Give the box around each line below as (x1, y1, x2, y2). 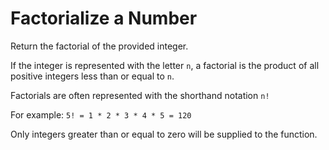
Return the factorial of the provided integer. (10, 40, 189, 52)
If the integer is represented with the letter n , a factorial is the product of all (10, 59, 320, 71)
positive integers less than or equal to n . (10, 70, 175, 82)
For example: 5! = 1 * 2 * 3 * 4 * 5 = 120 (10, 108, 192, 121)
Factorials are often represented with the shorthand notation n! (10, 89, 270, 101)
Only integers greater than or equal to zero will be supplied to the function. (10, 128, 318, 140)
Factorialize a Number (10, 7, 198, 30)
